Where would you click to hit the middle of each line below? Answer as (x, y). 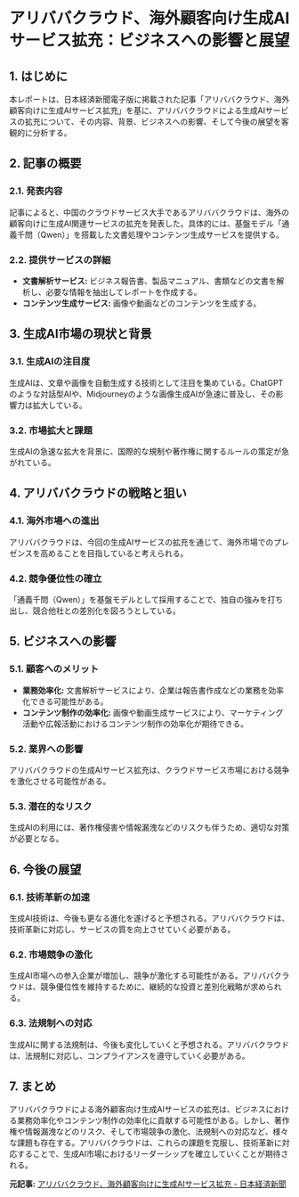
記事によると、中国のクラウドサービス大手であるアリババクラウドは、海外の (149, 212)
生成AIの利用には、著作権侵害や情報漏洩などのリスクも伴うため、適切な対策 (149, 828)
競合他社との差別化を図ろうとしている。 (106, 611)
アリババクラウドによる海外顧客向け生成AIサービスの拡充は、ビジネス (137, 1110)
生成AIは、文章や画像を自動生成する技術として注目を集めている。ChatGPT (146, 382)
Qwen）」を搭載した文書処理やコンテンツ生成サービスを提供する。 (162, 234)
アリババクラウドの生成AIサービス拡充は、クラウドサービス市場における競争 (149, 770)
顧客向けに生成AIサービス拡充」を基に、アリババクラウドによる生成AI (137, 111)
